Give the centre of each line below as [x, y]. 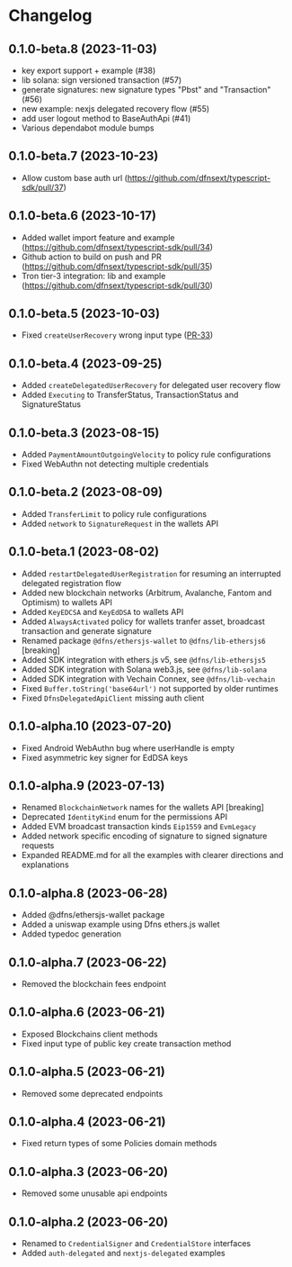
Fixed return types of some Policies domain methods [119, 1144]
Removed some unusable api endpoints [94, 1193]
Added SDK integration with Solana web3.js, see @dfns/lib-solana [144, 669]
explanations [45, 864]
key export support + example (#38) [88, 70]
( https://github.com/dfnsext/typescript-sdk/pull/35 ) [117, 266]
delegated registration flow [71, 583]
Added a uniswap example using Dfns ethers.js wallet [121, 925]
